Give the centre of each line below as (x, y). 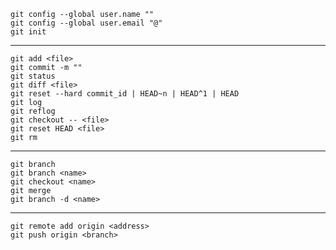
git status (33, 76)
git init (28, 32)
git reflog (33, 111)
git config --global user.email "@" (86, 23)
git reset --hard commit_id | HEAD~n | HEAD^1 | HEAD (125, 94)
